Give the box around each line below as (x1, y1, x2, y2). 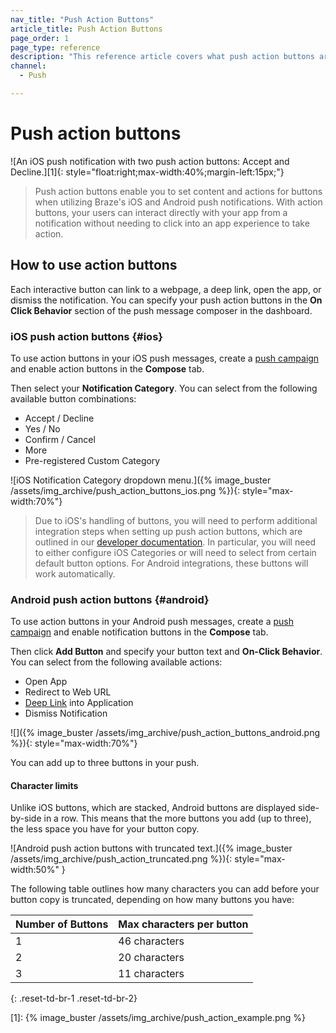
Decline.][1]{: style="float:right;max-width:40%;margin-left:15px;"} (10, 166, 285, 178)
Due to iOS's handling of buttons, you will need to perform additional (34, 514, 318, 526)
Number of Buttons (15, 917, 109, 931)
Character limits (10, 779, 79, 791)
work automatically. (34, 567, 116, 580)
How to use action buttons (10, 257, 178, 274)
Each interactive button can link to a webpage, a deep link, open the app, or (10, 283, 322, 295)
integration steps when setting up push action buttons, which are (34, 525, 303, 537)
